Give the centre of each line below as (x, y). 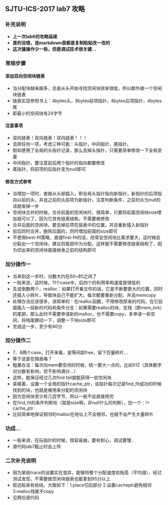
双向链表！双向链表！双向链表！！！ (50, 138)
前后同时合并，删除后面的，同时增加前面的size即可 (65, 231)
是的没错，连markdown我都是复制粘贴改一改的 (61, 43)
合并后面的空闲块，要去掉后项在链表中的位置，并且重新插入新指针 (80, 225)
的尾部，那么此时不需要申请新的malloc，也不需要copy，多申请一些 (81, 314)
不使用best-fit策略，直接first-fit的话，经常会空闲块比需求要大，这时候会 (86, 238)
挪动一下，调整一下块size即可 (65, 320)
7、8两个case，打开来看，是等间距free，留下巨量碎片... (70, 352)
